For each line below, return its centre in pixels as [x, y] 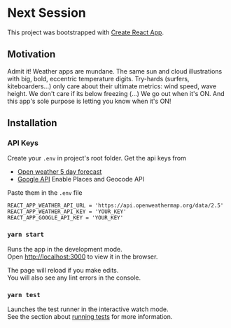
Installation [32, 123]
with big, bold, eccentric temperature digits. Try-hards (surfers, [98, 78]
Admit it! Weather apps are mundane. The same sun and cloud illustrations [115, 71]
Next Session [47, 13]
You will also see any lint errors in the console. [74, 278]
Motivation [31, 54]
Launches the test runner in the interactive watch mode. [88, 309]
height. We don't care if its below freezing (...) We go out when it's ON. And [116, 93]
